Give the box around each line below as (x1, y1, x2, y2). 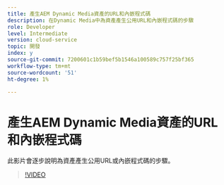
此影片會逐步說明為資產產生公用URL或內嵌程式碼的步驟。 (7, 156, 175, 165)
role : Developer (7, 23, 55, 30)
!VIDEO (24, 170, 46, 179)
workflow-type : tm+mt (7, 63, 71, 70)
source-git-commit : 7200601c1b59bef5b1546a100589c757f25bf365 (7, 56, 194, 63)
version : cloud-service (7, 37, 78, 44)
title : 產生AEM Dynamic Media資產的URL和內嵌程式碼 (7, 10, 151, 18)
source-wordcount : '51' (7, 69, 78, 76)
